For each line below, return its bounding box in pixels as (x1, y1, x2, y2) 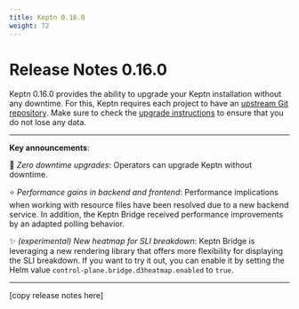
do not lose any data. (9, 117, 87, 128)
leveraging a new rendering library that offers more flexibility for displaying (9, 246, 283, 257)
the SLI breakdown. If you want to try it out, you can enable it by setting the (9, 255, 285, 266)
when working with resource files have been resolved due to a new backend (9, 200, 289, 210)
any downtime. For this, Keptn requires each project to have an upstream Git (9, 99, 289, 109)
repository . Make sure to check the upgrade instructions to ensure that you (9, 107, 284, 118)
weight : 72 (9, 21, 50, 30)
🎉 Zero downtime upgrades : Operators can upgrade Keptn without (9, 160, 252, 170)
